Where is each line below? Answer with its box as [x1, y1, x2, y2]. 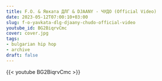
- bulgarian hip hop [6, 42, 57, 48]
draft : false [6, 52, 38, 58]
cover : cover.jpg [6, 31, 49, 36]
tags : [6, 36, 19, 42]
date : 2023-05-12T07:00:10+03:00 [6, 14, 88, 20]
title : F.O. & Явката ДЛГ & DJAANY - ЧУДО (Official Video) [6, 8, 157, 15]
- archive [6, 47, 31, 53]
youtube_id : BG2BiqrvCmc [6, 25, 67, 31]
